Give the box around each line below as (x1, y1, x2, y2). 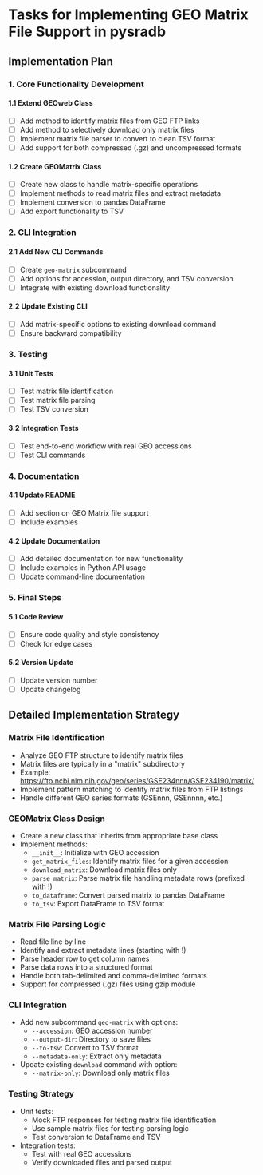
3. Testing (8, 349, 48, 360)
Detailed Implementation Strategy (8, 708, 180, 722)
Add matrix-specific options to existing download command (19, 319, 217, 329)
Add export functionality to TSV (19, 206, 124, 217)
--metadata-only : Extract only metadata (31, 1051, 162, 1061)
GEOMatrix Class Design (8, 813, 105, 824)
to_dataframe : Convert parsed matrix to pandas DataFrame (31, 890, 226, 900)
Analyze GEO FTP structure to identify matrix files (19, 750, 183, 760)
